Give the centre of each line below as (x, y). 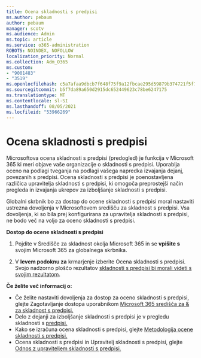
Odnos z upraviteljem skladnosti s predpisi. (68, 348)
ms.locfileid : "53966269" (38, 112)
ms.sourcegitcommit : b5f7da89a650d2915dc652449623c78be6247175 (87, 90)
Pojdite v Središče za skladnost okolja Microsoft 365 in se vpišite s (98, 244)
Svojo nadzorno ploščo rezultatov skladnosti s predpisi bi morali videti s (103, 268)
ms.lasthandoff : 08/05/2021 (41, 106)
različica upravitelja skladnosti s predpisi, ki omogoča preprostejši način (95, 184)
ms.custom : (20, 67)
